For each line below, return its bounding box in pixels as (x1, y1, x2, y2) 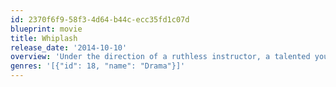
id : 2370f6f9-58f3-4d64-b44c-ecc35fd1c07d (10, 14, 190, 25)
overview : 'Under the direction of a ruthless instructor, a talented (10, 52, 311, 62)
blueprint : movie (10, 24, 83, 34)
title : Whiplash (10, 33, 78, 43)
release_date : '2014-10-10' (10, 42, 128, 53)
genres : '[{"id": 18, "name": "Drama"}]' (10, 61, 186, 71)
